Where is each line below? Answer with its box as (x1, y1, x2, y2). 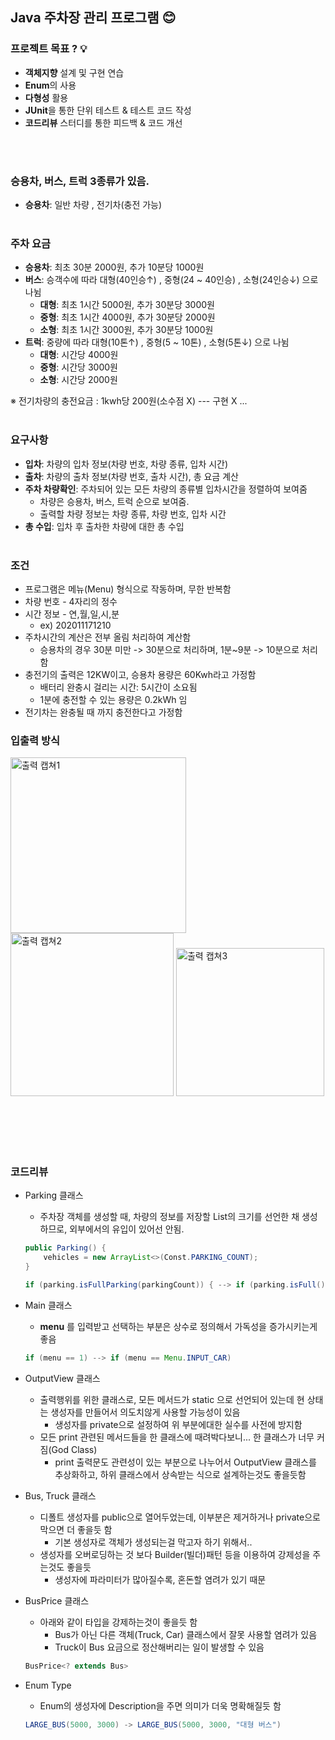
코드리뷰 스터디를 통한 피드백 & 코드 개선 (24, 116, 183, 128)
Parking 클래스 (24, 1189, 84, 1202)
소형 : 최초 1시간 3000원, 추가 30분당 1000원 (39, 324, 214, 336)
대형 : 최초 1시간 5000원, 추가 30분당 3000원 (39, 299, 215, 311)
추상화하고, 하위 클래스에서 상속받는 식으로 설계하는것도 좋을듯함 (54, 1468, 307, 1480)
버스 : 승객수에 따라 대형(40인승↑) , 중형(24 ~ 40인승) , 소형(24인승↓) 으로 (24, 274, 319, 286)
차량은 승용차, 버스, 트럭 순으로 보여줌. (39, 495, 190, 507)
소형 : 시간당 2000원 (39, 374, 118, 386)
